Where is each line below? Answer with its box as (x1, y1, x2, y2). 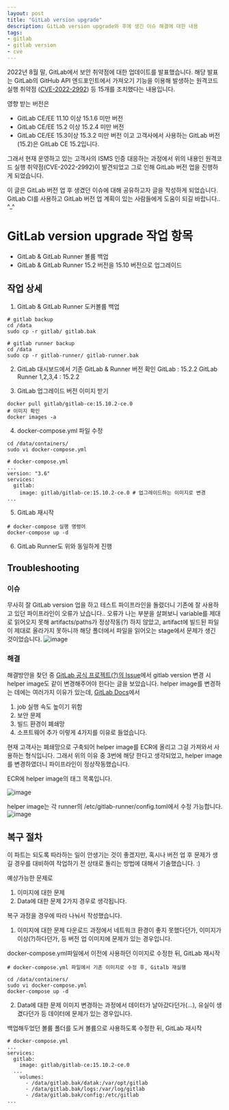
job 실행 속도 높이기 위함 (16, 703, 83, 711)
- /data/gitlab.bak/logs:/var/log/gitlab (25, 1086, 146, 1093)
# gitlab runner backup (7, 340, 75, 346)
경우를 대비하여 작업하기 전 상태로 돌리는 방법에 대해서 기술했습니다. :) (14, 859, 200, 868)
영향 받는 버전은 (7, 99, 50, 108)
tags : (7, 29, 23, 36)
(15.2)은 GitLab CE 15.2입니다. (16, 140, 100, 148)
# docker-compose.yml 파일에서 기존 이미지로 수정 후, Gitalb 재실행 (7, 964, 187, 971)
